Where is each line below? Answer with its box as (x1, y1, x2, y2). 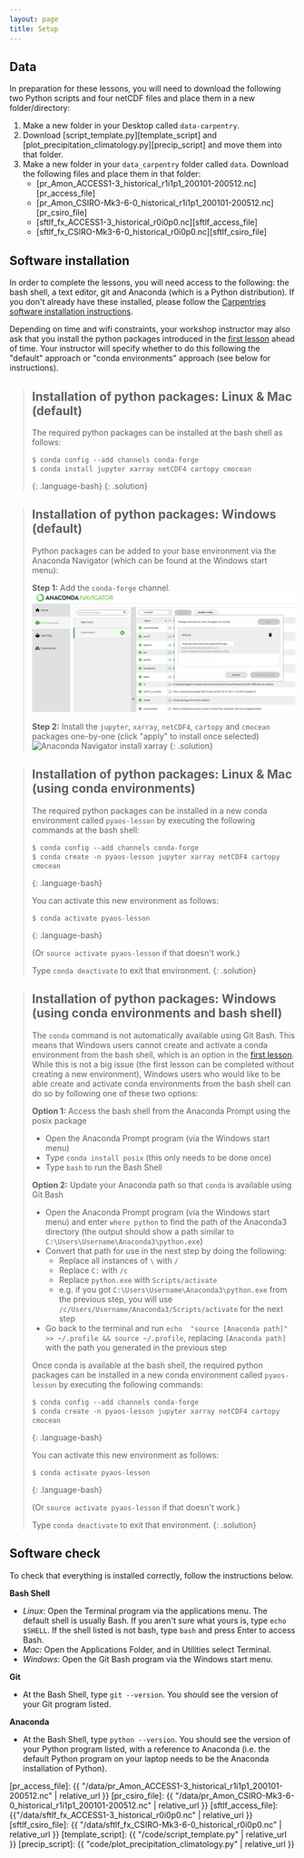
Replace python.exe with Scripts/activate (58, 1274, 218, 1285)
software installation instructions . (9, 306, 133, 318)
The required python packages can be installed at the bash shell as (31, 427, 283, 438)
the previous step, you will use (58, 1293, 173, 1305)
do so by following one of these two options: (31, 1087, 199, 1098)
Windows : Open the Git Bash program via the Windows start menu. (22, 1653, 274, 1664)
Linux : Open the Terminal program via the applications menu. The (22, 1605, 268, 1616)
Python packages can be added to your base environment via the (31, 545, 277, 556)
